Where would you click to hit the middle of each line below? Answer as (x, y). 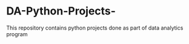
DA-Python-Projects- (61, 11)
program (17, 34)
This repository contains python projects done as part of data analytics (95, 28)
